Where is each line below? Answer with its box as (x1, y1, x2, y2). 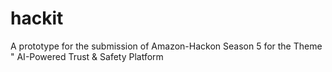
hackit (10, 7, 64, 30)
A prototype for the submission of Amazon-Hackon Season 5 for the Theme (10, 40, 323, 52)
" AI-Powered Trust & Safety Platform (10, 50, 164, 62)
